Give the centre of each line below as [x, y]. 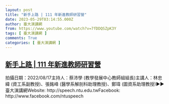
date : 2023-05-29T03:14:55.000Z [39, 19]
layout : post [19, 10]
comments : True [21, 38]
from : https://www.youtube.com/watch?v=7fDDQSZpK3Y [61, 29]
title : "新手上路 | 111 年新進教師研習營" [46, 15]
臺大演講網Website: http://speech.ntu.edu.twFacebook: [63, 90]
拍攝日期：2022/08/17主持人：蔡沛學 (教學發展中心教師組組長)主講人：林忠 [84, 77]
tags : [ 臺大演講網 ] [26, 33]
